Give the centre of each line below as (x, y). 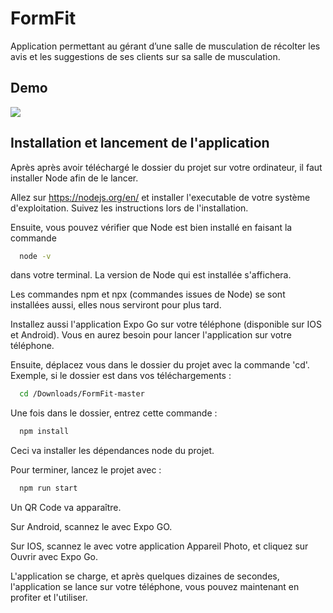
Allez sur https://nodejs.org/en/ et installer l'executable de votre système (160, 197)
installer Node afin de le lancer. (74, 178)
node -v (35, 256)
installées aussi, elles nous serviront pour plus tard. (116, 305)
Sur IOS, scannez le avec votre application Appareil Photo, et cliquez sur (159, 546)
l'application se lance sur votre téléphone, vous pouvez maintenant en (155, 587)
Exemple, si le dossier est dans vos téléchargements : (121, 376)
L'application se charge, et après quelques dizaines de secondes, (145, 576)
